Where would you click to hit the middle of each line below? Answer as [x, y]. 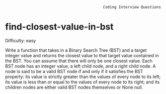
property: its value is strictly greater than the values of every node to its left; [83, 77]
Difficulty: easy [21, 40]
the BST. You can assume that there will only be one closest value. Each [79, 61]
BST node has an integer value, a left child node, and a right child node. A [81, 66]
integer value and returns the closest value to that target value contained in [82, 55]
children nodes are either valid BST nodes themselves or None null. [74, 87]
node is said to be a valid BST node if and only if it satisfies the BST [74, 71]
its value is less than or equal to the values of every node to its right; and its [83, 82]
